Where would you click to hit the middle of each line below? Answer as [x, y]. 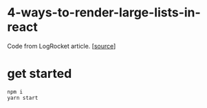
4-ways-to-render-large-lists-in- [104, 13]
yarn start [23, 98]
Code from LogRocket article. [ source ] [62, 46]
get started [40, 74]
